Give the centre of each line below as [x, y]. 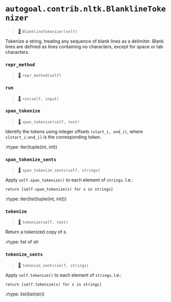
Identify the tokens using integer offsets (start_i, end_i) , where [74, 131]
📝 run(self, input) [38, 98]
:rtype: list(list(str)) [25, 294]
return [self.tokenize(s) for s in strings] [54, 284]
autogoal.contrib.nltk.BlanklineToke [86, 9]
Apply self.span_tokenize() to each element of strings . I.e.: [69, 180]
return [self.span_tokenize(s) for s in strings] [59, 189]
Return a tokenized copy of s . [36, 232]
